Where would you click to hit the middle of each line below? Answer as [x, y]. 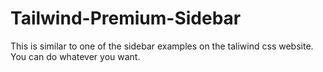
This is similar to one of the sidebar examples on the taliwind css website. [162, 46]
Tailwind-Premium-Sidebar [126, 18]
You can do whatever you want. [75, 56]
